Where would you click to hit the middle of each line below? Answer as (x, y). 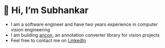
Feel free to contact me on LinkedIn (48, 40)
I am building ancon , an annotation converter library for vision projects (85, 35)
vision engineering (30, 29)
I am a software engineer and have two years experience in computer (84, 24)
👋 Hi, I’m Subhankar (46, 10)
